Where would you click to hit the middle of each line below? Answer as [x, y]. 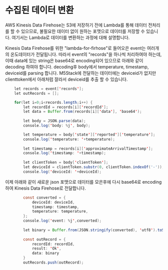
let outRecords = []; [36, 93]
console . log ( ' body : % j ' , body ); [57, 126]
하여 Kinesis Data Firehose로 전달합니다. [45, 188]
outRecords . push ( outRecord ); [53, 263]
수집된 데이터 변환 [39, 10]
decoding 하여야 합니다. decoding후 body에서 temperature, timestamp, [77, 67]
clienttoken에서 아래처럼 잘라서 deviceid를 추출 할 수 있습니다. [66, 79]
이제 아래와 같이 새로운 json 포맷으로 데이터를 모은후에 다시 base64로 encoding [83, 182]
